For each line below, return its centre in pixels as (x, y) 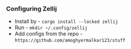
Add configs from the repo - (49, 34)
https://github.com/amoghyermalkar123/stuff (70, 41)
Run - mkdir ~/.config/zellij (51, 27)
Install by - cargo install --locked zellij (66, 22)
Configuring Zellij (31, 9)
